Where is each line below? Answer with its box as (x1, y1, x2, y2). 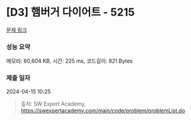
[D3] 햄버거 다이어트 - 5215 (6, 5, 135, 19)
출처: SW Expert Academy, (20, 100, 86, 107)
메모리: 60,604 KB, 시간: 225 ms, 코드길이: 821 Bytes (6, 57, 133, 64)
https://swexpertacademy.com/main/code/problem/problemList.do (20, 107, 186, 114)
